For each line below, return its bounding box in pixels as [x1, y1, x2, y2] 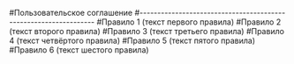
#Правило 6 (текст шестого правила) [9, 45, 149, 55]
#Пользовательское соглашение [9, 8, 133, 18]
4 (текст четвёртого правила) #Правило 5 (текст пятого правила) [9, 35, 256, 46]
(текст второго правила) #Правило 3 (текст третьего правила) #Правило [9, 26, 285, 36]
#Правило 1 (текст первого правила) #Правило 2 [96, 17, 282, 27]
